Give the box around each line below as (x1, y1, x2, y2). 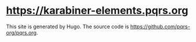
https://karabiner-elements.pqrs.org (6, 4, 188, 17)
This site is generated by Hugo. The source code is (6, 23, 129, 30)
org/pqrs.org (6, 29, 37, 36)
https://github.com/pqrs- (130, 23, 190, 30)
